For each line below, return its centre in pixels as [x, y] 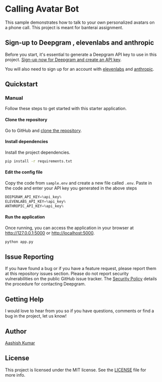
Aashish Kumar [20, 343]
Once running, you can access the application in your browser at [69, 228]
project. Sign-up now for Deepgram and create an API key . [63, 60]
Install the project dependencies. [38, 152]
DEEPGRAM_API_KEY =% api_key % [33, 197]
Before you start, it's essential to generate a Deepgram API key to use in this [81, 54]
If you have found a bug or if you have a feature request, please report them [81, 269]
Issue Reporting [29, 257]
